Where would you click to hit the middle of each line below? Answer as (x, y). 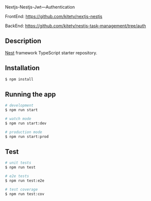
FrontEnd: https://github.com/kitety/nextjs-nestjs (54, 16)
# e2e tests (17, 176)
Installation (22, 68)
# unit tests (18, 163)
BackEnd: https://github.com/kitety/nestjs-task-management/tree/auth (75, 26)
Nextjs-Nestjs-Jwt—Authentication (40, 7)
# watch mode (18, 119)
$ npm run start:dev (26, 123)
